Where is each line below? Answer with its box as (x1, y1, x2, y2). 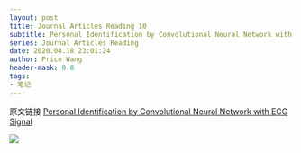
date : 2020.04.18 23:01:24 (9, 47, 111, 56)
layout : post (9, 13, 59, 22)
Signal (9, 116, 33, 127)
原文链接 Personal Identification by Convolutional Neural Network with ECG (9, 105, 288, 117)
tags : (9, 72, 30, 81)
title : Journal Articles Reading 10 (9, 22, 147, 31)
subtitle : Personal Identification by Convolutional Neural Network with (9, 30, 293, 39)
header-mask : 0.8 (9, 64, 75, 73)
